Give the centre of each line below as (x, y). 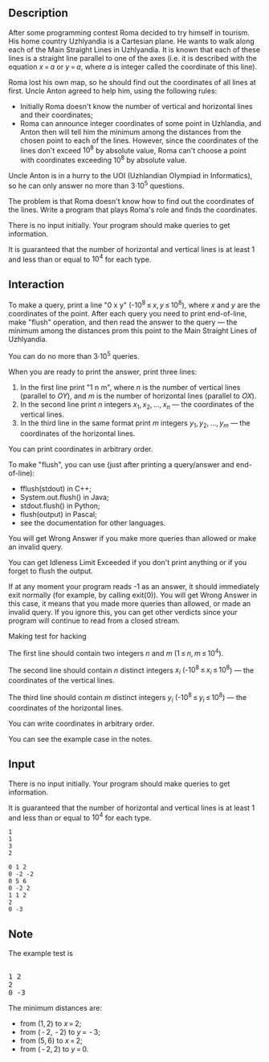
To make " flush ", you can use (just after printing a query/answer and (121, 465)
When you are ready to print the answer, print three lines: (103, 372)
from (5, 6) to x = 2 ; (51, 1040)
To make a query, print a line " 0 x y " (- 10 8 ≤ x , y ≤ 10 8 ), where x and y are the (134, 304)
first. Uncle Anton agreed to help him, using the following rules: (113, 91)
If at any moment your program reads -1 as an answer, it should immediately (134, 587)
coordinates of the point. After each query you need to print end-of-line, (128, 313)
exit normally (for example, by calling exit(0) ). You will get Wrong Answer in (133, 595)
